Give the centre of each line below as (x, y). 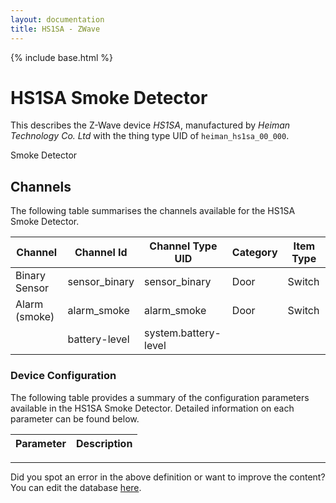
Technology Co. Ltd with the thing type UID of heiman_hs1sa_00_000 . (150, 136)
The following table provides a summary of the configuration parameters (160, 397)
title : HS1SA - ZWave (55, 29)
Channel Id (101, 253)
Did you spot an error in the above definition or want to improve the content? (168, 477)
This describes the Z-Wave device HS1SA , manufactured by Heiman (150, 125)
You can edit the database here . (76, 487)
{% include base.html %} (61, 57)
